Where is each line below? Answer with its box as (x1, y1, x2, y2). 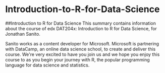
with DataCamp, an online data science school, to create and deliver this (5, 46, 156, 52)
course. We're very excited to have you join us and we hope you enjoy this (5, 51, 160, 57)
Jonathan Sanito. (5, 31, 40, 37)
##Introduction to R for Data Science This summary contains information (5, 20, 156, 26)
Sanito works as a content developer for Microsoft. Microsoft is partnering (5, 40, 159, 46)
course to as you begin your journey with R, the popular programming (5, 56, 150, 62)
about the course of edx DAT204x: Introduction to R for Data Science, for (5, 25, 157, 31)
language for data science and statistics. (5, 62, 90, 68)
